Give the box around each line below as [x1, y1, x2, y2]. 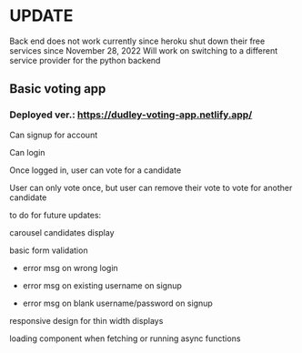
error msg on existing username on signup [22, 279, 182, 291]
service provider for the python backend [9, 55, 161, 66]
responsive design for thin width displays [9, 315, 164, 326]
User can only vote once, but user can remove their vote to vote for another [9, 182, 293, 193]
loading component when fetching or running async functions [9, 333, 241, 344]
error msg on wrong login [22, 262, 118, 273]
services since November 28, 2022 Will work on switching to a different [9, 45, 278, 55]
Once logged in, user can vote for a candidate [9, 165, 182, 176]
